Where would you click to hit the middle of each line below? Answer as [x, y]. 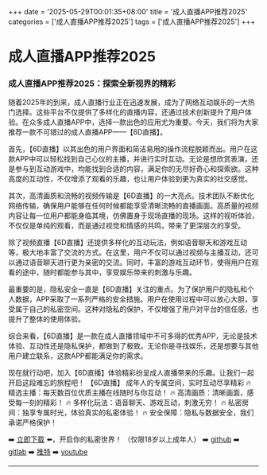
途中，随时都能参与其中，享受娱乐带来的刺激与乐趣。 [109, 272]
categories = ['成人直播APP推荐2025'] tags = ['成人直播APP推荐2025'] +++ [132, 21]
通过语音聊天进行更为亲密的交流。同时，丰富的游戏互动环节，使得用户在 [133, 263]
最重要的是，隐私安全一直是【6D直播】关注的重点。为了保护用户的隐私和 [128, 290]
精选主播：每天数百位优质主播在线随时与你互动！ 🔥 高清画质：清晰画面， [128, 393]
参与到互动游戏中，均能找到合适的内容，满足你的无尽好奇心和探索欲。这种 [137, 169]
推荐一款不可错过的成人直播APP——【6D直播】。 [88, 132]
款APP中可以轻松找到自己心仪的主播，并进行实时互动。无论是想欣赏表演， [130, 159]
